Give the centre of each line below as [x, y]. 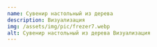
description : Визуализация [46, 20]
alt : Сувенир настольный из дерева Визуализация [79, 33]
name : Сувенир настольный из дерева [60, 13]
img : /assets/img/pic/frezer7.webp [59, 26]
